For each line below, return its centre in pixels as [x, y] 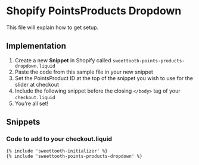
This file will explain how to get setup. [52, 27]
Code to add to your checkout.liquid [59, 139]
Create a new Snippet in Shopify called [63, 60]
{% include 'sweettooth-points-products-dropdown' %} [74, 156]
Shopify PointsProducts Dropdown [94, 11]
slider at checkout [37, 84]
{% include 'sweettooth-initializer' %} [57, 151]
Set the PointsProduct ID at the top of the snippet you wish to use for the [104, 78]
